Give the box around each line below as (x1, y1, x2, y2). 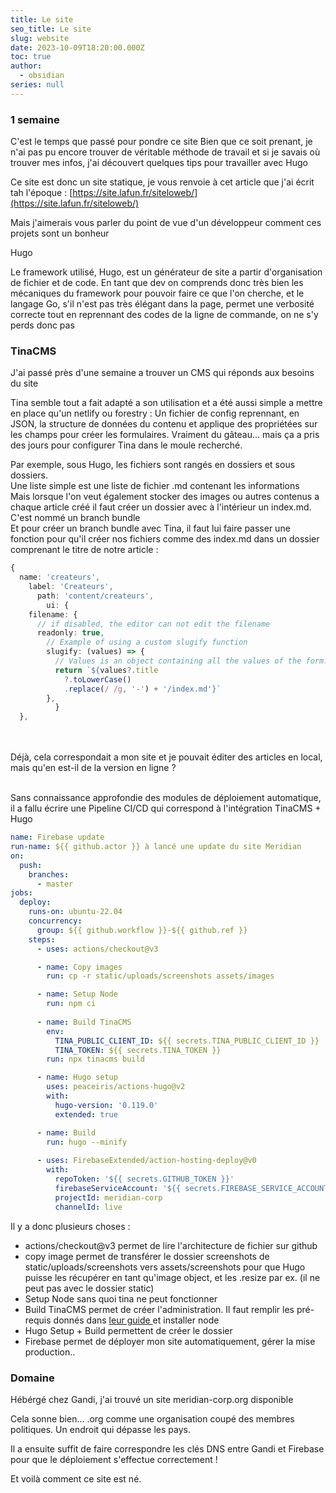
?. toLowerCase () (63, 674, 132, 685)
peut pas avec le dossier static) (24, 1282, 155, 1294)
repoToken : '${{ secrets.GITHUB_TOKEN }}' (54, 1174, 235, 1185)
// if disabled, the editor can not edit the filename (36, 619, 271, 629)
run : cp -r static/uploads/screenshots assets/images (46, 971, 275, 981)
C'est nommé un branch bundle (10, 512, 141, 524)
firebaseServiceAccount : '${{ (54, 1183, 182, 1193)
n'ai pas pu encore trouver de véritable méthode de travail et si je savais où (10, 146, 321, 158)
